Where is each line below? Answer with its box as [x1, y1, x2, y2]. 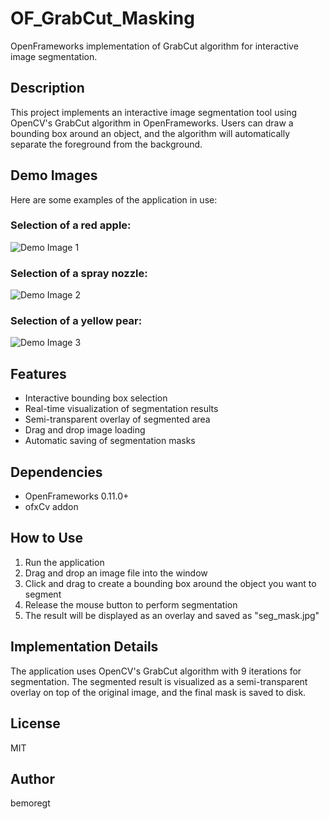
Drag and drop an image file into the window [24, 567, 208, 579]
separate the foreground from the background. [10, 138, 203, 150]
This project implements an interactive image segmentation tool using [10, 106, 298, 118]
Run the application [24, 556, 105, 568]
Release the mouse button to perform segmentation [24, 598, 238, 611]
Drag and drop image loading [24, 424, 146, 436]
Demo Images [10, 167, 98, 184]
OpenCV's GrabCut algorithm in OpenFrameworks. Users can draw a [10, 117, 294, 129]
